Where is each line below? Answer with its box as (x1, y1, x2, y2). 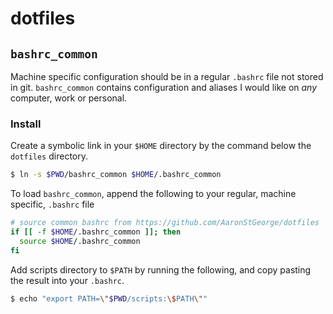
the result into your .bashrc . (10, 274, 125, 286)
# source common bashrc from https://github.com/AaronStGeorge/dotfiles (10, 218, 320, 228)
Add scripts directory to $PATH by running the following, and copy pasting (10, 263, 312, 276)
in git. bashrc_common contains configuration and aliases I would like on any (10, 82, 318, 93)
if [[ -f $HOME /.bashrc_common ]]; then (10, 227, 182, 237)
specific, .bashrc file (10, 198, 95, 211)
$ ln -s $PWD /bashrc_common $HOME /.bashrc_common (10, 170, 222, 180)
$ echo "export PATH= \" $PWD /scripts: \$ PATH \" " (10, 293, 208, 304)
